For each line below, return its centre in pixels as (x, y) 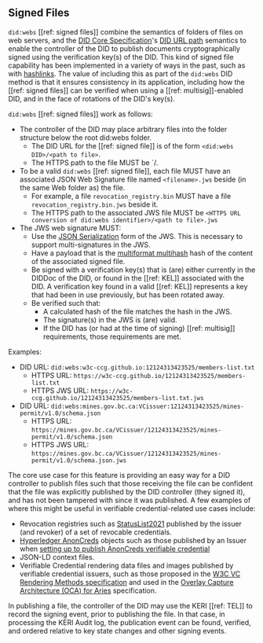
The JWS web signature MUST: (70, 228)
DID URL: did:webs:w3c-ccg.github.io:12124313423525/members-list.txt (137, 367)
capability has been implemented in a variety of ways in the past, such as (127, 65)
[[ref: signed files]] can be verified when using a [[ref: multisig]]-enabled (126, 90)
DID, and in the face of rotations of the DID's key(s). (91, 98)
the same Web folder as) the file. (72, 187)
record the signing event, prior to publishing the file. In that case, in (117, 614)
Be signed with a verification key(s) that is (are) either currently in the (143, 270)
